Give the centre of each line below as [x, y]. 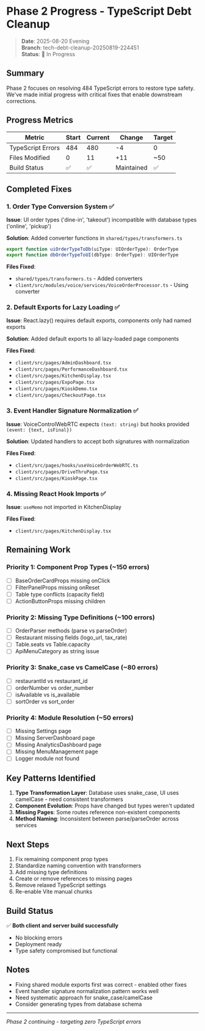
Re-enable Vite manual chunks [54, 892]
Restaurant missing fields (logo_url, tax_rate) [71, 638]
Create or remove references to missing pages [74, 879]
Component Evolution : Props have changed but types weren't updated [105, 806]
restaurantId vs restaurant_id [51, 681]
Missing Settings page [43, 731]
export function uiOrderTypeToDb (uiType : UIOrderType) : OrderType [92, 249]
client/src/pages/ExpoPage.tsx [55, 383]
